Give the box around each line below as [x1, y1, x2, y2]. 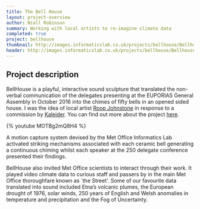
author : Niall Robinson [6, 20, 65, 26]
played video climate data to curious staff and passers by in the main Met [6, 170, 186, 177]
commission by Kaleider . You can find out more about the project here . [6, 111, 180, 118]
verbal [6, 92, 22, 99]
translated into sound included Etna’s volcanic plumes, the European [6, 183, 174, 191]
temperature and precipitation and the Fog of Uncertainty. [6, 196, 148, 203]
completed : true [6, 31, 46, 37]
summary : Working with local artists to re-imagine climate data [6, 25, 171, 32]
